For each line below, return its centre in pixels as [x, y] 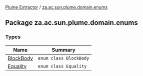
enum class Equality [62, 66]
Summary [64, 50]
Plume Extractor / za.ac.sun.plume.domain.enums [56, 7]
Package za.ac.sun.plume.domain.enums [72, 23]
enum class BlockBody [63, 58]
